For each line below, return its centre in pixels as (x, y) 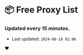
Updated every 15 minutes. (37, 29)
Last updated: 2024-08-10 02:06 (44, 39)
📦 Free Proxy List (41, 10)
